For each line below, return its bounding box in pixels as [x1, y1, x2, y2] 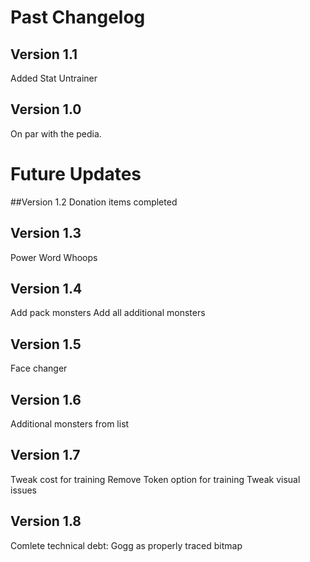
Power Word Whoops [10, 251, 98, 263]
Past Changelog [10, 6, 146, 29]
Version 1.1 [10, 46, 78, 63]
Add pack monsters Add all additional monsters [10, 307, 206, 319]
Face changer [10, 362, 68, 375]
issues [10, 484, 37, 496]
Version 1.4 [10, 280, 83, 297]
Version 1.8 [10, 513, 82, 530]
